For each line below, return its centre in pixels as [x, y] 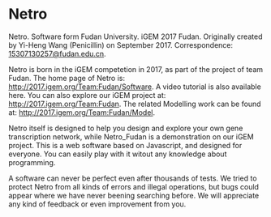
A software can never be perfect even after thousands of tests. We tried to [133, 178]
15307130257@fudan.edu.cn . [58, 53]
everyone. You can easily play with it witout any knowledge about [118, 154]
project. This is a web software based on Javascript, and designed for [125, 145]
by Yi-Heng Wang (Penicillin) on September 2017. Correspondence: [121, 45]
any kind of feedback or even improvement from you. [97, 204]
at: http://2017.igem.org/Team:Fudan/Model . [82, 112]
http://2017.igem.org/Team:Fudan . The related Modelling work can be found [135, 104]
